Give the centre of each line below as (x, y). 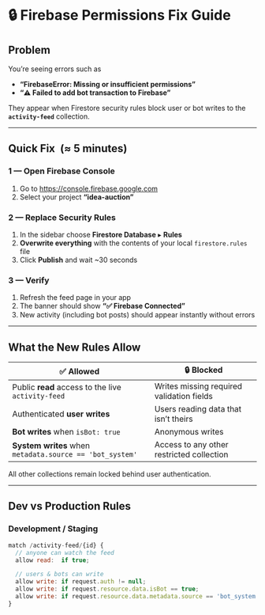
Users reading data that (198, 409)
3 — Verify (29, 280)
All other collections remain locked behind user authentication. (110, 474)
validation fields (183, 397)
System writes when (51, 446)
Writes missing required (198, 386)
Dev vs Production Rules (70, 506)
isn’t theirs (174, 419)
